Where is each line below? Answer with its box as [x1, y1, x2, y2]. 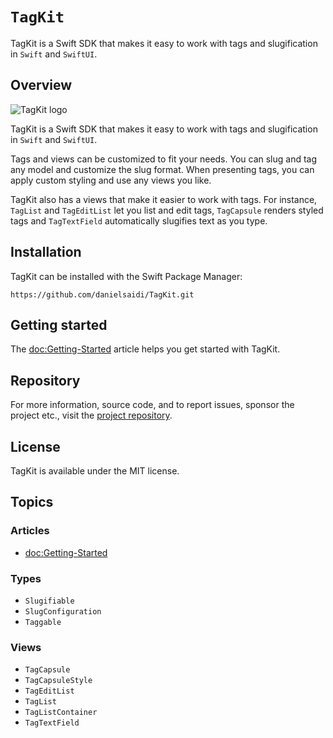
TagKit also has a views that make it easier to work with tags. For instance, [10, 193, 318, 205]
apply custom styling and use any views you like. [10, 174, 212, 186]
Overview [10, 77, 73, 94]
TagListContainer [24, 708, 98, 718]
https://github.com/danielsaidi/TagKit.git [10, 289, 195, 300]
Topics [10, 494, 54, 511]
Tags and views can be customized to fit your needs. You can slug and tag [10, 153, 318, 165]
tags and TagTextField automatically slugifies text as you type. [10, 214, 268, 227]
